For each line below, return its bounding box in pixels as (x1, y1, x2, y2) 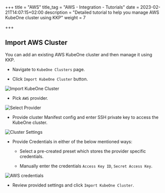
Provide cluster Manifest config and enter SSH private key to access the (12, 114, 159, 120)
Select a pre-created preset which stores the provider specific (19, 148, 146, 154)
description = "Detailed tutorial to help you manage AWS (44, 9, 159, 15)
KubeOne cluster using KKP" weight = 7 (5, 15, 86, 20)
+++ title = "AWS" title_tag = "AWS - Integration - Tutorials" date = (5, 4, 139, 10)
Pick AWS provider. (12, 95, 48, 101)
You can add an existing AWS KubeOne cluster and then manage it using (5, 51, 153, 57)
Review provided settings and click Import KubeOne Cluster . (12, 182, 134, 188)
